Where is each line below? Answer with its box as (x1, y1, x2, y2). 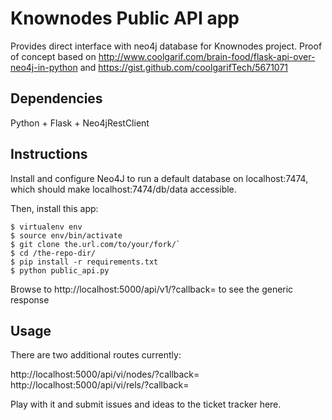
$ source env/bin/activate (10, 230, 123, 241)
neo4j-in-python (10, 61, 78, 73)
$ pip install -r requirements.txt (10, 257, 159, 267)
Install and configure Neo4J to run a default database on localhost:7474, (10, 172, 309, 184)
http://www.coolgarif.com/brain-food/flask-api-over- (98, 50, 316, 62)
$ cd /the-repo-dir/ (10, 248, 97, 258)
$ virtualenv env (10, 222, 83, 232)
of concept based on (10, 50, 97, 62)
